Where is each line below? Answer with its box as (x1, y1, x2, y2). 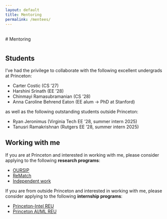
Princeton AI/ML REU (12, 208, 57, 214)
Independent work (12, 178, 51, 184)
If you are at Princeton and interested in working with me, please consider (5, 152, 159, 158)
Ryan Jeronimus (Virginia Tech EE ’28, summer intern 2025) (12, 118, 138, 124)
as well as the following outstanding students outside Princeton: (5, 108, 139, 115)
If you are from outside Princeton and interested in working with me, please (5, 188, 162, 194)
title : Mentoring (5, 12, 42, 17)
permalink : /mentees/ (5, 17, 51, 22)
